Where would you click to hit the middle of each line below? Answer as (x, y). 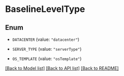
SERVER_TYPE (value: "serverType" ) (47, 49)
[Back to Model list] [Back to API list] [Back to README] (62, 68)
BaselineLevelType (45, 9)
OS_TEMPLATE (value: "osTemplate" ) (47, 59)
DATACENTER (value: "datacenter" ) (46, 39)
